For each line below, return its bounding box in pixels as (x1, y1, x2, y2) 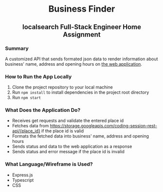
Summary (5, 45, 29, 52)
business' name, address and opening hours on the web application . (5, 61, 143, 67)
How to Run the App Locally (5, 73, 72, 80)
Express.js (12, 172, 33, 178)
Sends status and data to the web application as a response (12, 143, 132, 149)
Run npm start (12, 95, 41, 101)
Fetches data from (12, 123, 49, 129)
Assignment (63, 30, 101, 38)
